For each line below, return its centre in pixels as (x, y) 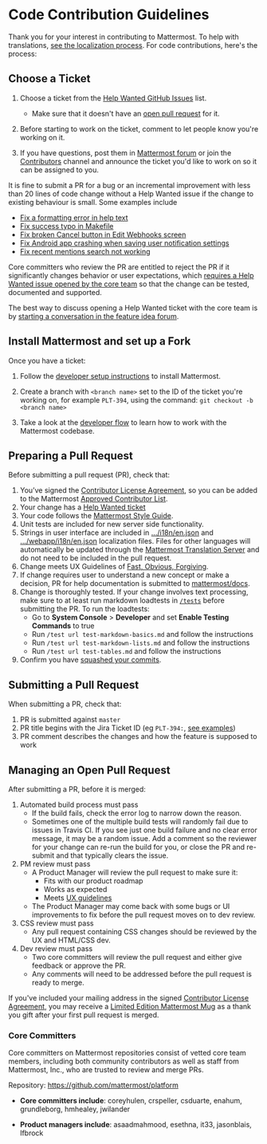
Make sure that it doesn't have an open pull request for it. (126, 113)
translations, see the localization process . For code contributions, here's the (133, 45)
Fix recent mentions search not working (85, 251)
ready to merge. (58, 983)
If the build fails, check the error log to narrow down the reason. (136, 813)
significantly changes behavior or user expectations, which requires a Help (131, 275)
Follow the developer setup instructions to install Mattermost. (120, 375)
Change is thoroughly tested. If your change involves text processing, (134, 592)
